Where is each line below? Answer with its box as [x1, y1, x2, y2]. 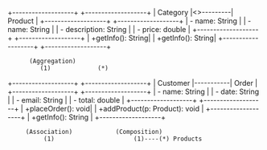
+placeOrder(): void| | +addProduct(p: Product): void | [24, 104, 204, 113]
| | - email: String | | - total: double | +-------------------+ [7, 95, 198, 104]
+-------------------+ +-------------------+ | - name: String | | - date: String [7, 87, 260, 96]
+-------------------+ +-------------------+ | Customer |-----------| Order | [7, 79, 258, 87]
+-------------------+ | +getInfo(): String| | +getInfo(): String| [14, 33, 216, 43]
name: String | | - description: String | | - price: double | [7, 25, 191, 34]
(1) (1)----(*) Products [43, 135, 203, 143]
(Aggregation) [28, 57, 77, 65]
